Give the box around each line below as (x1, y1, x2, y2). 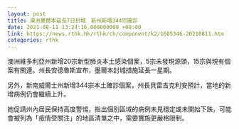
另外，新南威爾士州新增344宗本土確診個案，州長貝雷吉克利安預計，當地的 (7, 81, 225, 89)
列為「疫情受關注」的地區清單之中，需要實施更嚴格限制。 (19, 114, 188, 123)
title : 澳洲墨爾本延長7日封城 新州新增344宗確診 (7, 17, 138, 24)
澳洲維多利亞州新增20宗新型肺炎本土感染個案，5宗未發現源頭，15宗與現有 (7, 57, 225, 66)
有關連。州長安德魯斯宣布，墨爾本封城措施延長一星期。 (13, 66, 176, 74)
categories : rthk (7, 37, 59, 44)
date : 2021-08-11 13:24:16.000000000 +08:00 (7, 23, 142, 30)
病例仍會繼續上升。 (13, 90, 70, 99)
